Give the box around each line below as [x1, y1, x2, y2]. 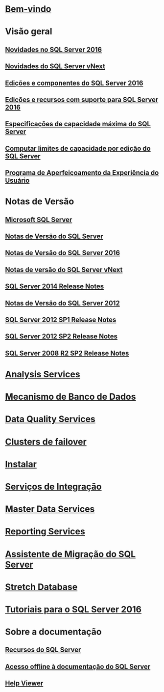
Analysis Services [5, 369, 80, 380]
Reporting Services [5, 526, 86, 537]
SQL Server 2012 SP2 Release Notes [5, 332, 118, 341]
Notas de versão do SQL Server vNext [5, 265, 123, 274]
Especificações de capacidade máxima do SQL [5, 120, 151, 128]
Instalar [5, 458, 37, 470]
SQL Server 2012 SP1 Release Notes [5, 316, 117, 324]
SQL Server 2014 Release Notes [5, 282, 104, 291]
